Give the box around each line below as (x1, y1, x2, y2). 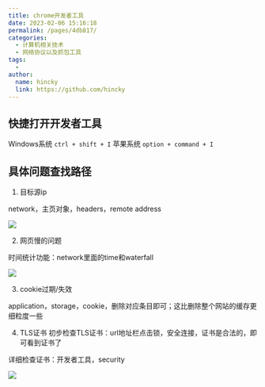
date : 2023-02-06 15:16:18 (8, 19, 97, 27)
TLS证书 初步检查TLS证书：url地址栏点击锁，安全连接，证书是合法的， (19, 328, 251, 337)
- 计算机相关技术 (15, 41, 64, 49)
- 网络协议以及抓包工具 (15, 48, 81, 56)
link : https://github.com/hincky (15, 85, 126, 94)
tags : (8, 56, 26, 64)
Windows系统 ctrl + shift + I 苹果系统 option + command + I (8, 140, 214, 149)
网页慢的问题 (19, 236, 62, 245)
